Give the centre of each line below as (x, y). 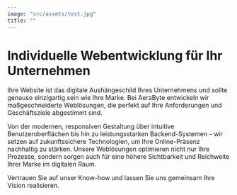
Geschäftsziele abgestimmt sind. (55, 113)
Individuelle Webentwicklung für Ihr (115, 56)
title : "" (22, 21)
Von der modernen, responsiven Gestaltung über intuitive (91, 127)
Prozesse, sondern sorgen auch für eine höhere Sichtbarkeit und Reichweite (118, 157)
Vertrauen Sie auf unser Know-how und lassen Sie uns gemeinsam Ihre (111, 178)
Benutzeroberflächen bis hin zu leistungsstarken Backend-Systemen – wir (115, 134)
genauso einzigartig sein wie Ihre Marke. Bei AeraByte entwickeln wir (108, 98)
